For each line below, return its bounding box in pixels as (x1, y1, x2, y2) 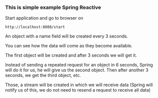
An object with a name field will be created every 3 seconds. (5, 33, 128, 39)
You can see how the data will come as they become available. (5, 43, 133, 49)
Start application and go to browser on (5, 15, 83, 21)
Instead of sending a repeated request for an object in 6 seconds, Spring (5, 62, 153, 68)
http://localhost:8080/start (5, 25, 65, 30)
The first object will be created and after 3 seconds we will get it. (5, 52, 137, 58)
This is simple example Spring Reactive (5, 4, 101, 11)
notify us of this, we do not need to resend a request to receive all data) (5, 87, 151, 93)
